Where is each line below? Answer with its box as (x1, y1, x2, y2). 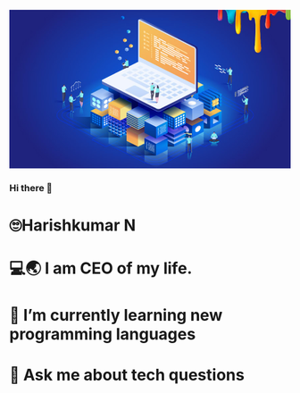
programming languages (9, 323, 196, 344)
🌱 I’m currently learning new (9, 305, 223, 325)
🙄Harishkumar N (9, 215, 137, 235)
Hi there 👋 (9, 182, 54, 195)
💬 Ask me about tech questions (9, 365, 246, 385)
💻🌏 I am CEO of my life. (9, 258, 193, 278)
